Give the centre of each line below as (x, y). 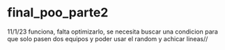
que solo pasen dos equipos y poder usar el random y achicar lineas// (108, 38)
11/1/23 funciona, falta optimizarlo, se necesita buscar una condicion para (113, 32)
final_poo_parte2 (58, 13)
